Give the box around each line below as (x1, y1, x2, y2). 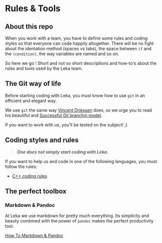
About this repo (5, 22, 54, 31)
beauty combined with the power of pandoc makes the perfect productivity (5, 218, 154, 224)
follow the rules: (5, 163, 37, 169)
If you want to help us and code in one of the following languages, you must (5, 158, 157, 164)
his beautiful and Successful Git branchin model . (5, 112, 103, 118)
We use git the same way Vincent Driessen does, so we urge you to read (5, 107, 152, 113)
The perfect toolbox (5, 187, 67, 196)
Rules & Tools (5, 3, 61, 14)
